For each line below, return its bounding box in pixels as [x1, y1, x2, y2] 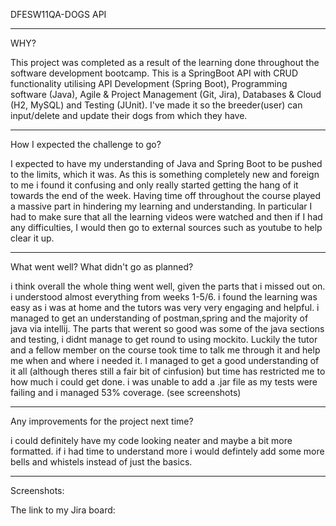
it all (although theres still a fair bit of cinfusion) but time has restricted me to [10, 365, 326, 377]
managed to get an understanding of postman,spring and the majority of [10, 312, 309, 324]
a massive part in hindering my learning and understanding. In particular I [10, 200, 313, 212]
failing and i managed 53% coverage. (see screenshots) [10, 387, 242, 398]
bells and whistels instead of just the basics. [10, 456, 193, 468]
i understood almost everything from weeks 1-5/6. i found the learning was [10, 291, 318, 303]
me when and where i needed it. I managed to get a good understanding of [10, 355, 320, 366]
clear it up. [10, 232, 55, 244]
